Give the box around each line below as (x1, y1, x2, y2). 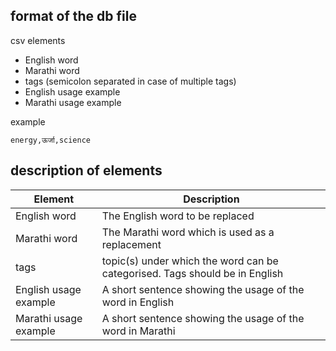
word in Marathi (101, 324, 176, 338)
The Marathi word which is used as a (101, 225, 275, 239)
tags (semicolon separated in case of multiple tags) (24, 75, 237, 87)
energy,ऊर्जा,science (10, 135, 91, 145)
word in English (101, 295, 175, 309)
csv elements (10, 34, 66, 46)
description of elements (10, 162, 163, 179)
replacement (101, 237, 162, 251)
